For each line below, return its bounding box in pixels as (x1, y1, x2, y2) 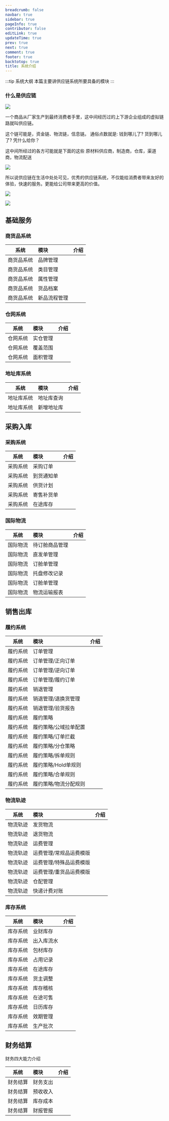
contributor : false (5, 26, 46, 31)
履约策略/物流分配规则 (33, 781, 86, 788)
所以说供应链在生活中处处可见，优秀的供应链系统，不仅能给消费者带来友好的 (5, 175, 164, 181)
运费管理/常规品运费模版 (33, 849, 91, 856)
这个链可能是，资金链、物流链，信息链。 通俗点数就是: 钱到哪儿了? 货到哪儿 (5, 131, 162, 137)
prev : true (5, 40, 28, 45)
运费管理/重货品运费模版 (33, 868, 91, 875)
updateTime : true (5, 36, 42, 41)
